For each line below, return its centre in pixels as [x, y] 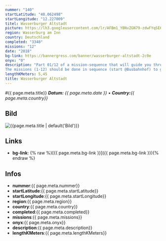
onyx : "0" [15, 60]
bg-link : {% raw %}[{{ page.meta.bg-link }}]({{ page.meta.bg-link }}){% [85, 153]
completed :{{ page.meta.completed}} [51, 212]
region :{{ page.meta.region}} [42, 201]
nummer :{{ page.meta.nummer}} [46, 186]
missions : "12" [21, 47]
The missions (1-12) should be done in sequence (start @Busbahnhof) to [82, 70]
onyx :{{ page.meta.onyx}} [39, 223]
